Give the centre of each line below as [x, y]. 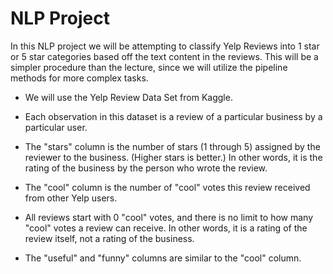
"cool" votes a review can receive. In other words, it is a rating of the [166, 228]
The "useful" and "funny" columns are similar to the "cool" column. [163, 258]
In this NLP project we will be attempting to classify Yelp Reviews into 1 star [165, 46]
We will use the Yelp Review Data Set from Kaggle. [128, 97]
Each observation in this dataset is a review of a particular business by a [173, 116]
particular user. [56, 127]
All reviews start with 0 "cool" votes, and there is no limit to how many [169, 217]
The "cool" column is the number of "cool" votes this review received [167, 187]
